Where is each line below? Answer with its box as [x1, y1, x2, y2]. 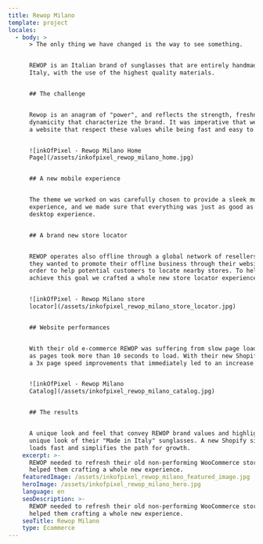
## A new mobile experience [28, 175, 121, 183]
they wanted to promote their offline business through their [28, 259, 236, 267]
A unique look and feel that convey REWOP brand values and [28, 430, 229, 437]
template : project [8, 19, 68, 27]
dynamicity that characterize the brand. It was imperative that [28, 118, 247, 126]
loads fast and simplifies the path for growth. [28, 444, 191, 452]
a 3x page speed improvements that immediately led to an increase [28, 359, 254, 367]
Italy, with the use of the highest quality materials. [28, 69, 215, 77]
